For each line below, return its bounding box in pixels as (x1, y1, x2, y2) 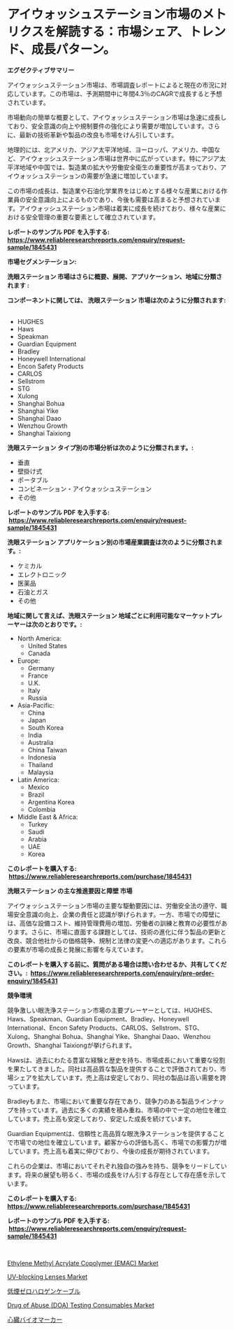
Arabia (27, 834, 47, 843)
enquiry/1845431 (7, 976, 58, 985)
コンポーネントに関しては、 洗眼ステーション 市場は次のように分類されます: (7, 295, 226, 304)
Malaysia (27, 768, 54, 776)
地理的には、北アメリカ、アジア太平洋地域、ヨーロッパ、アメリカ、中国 (7, 145, 214, 154)
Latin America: (17, 775, 59, 784)
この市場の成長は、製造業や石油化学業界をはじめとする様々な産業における (7, 186, 221, 195)
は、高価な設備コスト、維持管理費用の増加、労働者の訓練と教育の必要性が (7, 918, 221, 927)
